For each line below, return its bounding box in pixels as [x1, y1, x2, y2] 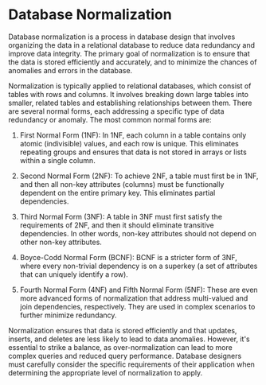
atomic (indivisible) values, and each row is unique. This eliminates [19, 138, 239, 148]
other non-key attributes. [19, 237, 102, 247]
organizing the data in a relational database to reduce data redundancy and [8, 40, 256, 49]
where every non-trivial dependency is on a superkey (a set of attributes [19, 261, 258, 270]
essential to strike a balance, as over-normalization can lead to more [8, 342, 233, 352]
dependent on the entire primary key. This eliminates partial [19, 188, 216, 197]
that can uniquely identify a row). [19, 269, 129, 279]
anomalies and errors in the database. [8, 65, 133, 75]
